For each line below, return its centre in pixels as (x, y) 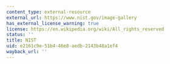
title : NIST (21, 40)
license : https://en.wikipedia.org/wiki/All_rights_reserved (85, 29)
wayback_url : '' (27, 52)
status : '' (20, 35)
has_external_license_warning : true (53, 23)
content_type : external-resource (49, 12)
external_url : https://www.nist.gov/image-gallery (72, 18)
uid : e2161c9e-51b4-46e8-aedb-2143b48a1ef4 (62, 46)
